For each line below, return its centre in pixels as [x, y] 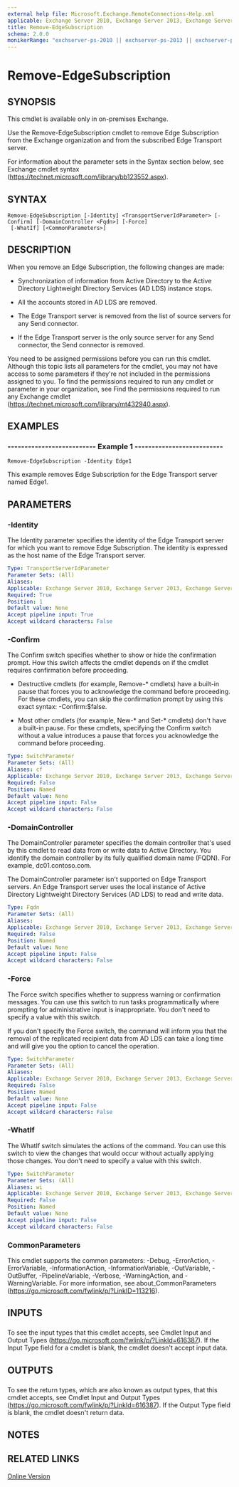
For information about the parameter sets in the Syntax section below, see [116, 162]
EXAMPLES [33, 427]
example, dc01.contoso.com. [49, 866]
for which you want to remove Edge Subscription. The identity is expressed [117, 548]
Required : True [30, 595]
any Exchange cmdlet [39, 396]
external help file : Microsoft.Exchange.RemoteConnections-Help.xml [111, 14]
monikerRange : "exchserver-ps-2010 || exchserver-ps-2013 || [100, 41]
